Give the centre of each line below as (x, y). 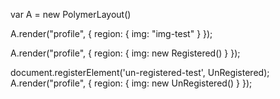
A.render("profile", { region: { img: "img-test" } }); (111, 33)
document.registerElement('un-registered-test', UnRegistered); (140, 72)
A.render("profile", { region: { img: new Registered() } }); (125, 53)
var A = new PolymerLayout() (71, 14)
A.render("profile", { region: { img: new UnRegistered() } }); (131, 83)
